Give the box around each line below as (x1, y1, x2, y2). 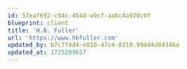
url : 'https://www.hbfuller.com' (7, 33, 119, 42)
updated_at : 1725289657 (7, 48, 87, 56)
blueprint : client (7, 19, 69, 27)
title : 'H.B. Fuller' (7, 26, 80, 34)
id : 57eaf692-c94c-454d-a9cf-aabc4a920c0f (7, 11, 151, 20)
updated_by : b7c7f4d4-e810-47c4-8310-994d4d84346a (7, 41, 180, 49)
